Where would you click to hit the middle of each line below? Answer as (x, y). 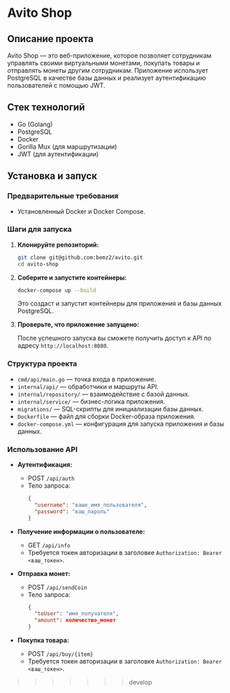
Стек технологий (46, 108)
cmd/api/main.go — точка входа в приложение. (87, 379)
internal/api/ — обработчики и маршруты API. (88, 386)
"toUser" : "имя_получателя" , (77, 614)
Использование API (43, 449)
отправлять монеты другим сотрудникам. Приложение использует (108, 70)
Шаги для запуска (39, 229)
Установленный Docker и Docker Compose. (81, 211)
